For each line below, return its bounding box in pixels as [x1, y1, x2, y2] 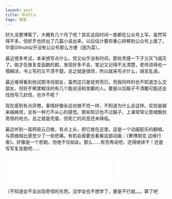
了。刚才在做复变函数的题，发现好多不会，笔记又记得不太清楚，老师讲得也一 [5, 62, 167, 68]
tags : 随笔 [5, 17, 27, 22]
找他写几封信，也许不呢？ [5, 92, 59, 98]
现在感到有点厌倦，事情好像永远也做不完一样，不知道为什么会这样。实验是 [5, 103, 162, 109]
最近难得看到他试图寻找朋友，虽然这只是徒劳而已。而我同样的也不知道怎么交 [5, 79, 167, 85]
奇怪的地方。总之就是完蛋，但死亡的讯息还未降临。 [5, 116, 113, 122]
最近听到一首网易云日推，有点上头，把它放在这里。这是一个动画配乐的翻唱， [5, 126, 167, 132]
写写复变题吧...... [5, 145, 40, 151]
